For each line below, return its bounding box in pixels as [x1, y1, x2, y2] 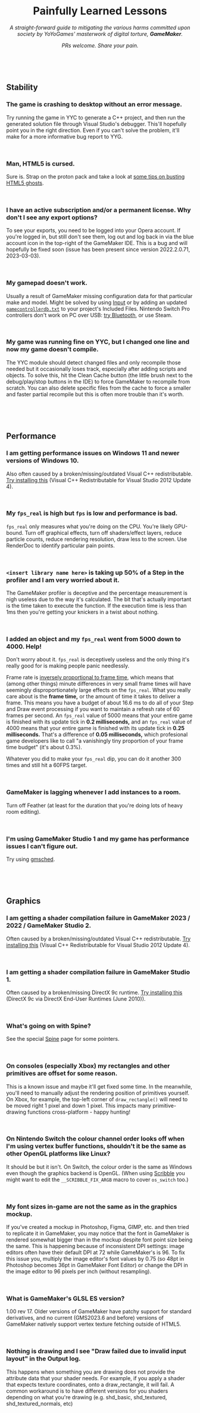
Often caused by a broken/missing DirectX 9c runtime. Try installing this [6, 989, 183, 996]
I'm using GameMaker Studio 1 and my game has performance [6, 835, 189, 843]
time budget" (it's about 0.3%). [6, 744, 82, 751]
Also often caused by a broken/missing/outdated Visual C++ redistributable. [6, 470, 193, 477]
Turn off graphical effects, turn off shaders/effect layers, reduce [24, 529, 182, 536]
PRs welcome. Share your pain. [61, 42, 139, 49]
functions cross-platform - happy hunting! [27, 1108, 131, 1115]
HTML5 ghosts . [6, 179, 44, 186]
